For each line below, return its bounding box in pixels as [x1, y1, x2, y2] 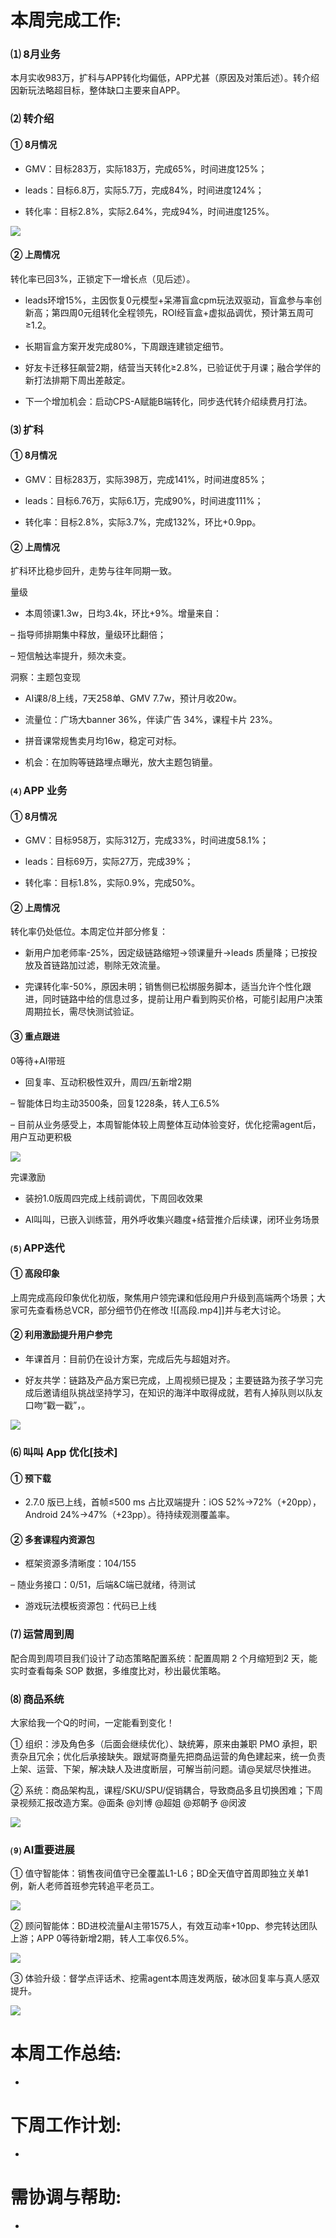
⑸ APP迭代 [10, 1241, 65, 1255]
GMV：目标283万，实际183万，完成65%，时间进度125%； [24, 162, 268, 175]
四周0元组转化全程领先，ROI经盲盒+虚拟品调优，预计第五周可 [59, 306, 315, 318]
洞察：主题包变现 [10, 671, 81, 683]
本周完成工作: [10, 9, 122, 32]
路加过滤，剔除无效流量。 [59, 959, 166, 971]
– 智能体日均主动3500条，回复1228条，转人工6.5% [10, 1097, 221, 1109]
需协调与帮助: [10, 2186, 122, 2209]
